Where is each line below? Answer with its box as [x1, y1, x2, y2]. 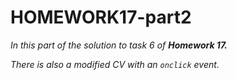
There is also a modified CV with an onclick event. [10, 58, 220, 70]
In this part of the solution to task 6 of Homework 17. [10, 39, 228, 51]
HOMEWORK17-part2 [10, 6, 192, 29]
